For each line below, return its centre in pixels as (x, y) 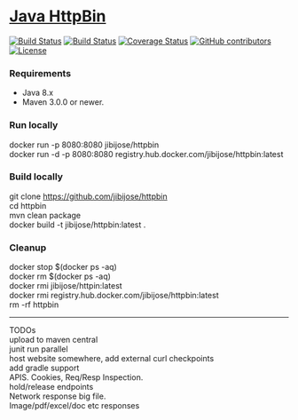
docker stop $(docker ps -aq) (63, 267)
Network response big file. (58, 396)
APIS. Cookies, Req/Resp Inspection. (76, 377)
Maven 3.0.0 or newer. (63, 102)
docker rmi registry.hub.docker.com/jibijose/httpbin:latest (114, 296)
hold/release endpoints (51, 387)
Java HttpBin (58, 16)
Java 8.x (38, 93)
